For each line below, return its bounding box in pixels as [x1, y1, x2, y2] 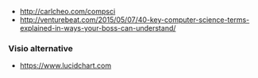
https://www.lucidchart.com [19, 61, 112, 70]
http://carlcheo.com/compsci [19, 7, 116, 16]
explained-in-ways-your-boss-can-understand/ [19, 24, 176, 32]
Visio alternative [8, 43, 74, 54]
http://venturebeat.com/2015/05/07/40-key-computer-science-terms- [19, 15, 250, 24]
